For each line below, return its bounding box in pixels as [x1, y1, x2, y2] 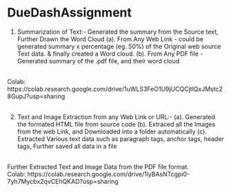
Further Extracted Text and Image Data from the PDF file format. [7, 162, 190, 171]
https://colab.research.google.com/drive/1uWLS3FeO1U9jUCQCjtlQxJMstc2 [7, 85, 223, 93]
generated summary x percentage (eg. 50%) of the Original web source [17, 42, 221, 50]
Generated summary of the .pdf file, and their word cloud [17, 56, 180, 65]
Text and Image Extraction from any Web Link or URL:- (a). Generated [17, 112, 216, 121]
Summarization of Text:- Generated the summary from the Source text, [17, 28, 219, 36]
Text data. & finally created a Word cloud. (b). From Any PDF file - [17, 50, 203, 58]
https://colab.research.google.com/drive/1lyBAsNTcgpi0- [27, 170, 190, 178]
